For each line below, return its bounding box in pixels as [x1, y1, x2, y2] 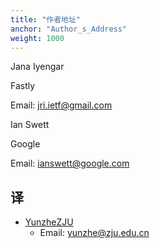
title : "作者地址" [10, 14, 82, 25]
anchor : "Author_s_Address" [10, 24, 128, 34]
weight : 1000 [10, 33, 65, 43]
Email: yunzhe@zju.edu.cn [39, 227, 150, 239]
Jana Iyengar [10, 61, 65, 73]
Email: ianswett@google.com [10, 157, 130, 170]
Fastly [10, 80, 36, 92]
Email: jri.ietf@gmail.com [10, 99, 113, 111]
